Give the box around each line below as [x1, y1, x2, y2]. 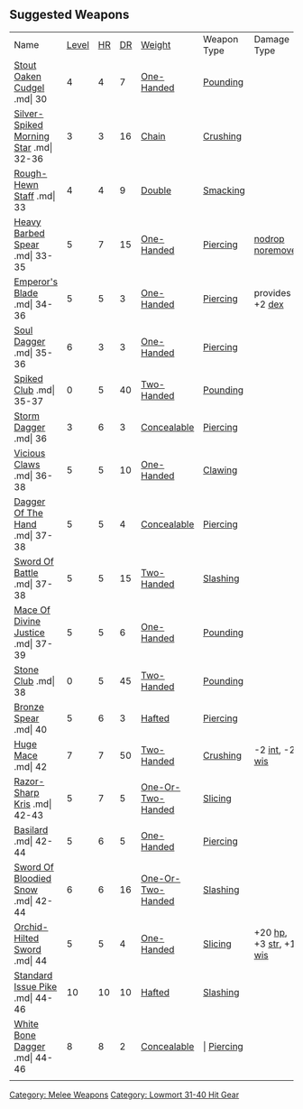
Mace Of [14, 604, 51, 616]
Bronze [14, 700, 45, 713]
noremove [253, 244, 298, 256]
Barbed [14, 226, 45, 239]
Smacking [202, 184, 245, 197]
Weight [141, 38, 171, 51]
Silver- [14, 107, 44, 120]
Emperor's [14, 275, 59, 288]
